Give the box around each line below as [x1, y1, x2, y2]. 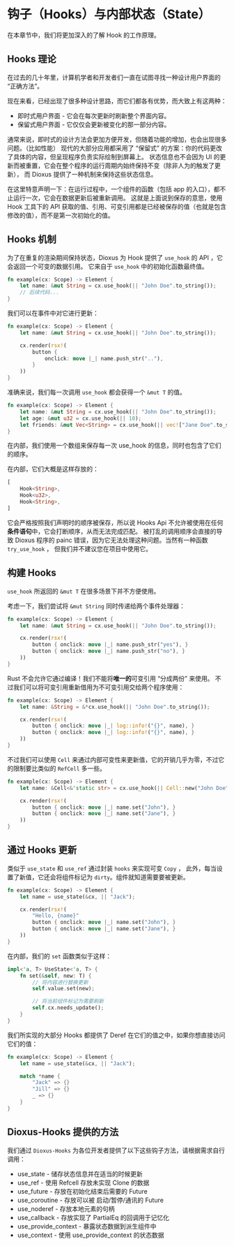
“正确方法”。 [7, 82, 44, 90]
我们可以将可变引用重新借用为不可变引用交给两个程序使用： [13, 682, 185, 691]
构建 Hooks [7, 567, 57, 579]
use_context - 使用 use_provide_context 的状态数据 [17, 1231, 164, 1239]
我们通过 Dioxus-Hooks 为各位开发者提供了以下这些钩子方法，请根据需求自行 [7, 1146, 225, 1155]
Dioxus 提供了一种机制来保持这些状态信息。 [31, 170, 157, 178]
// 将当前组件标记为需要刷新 [32, 998, 104, 1005]
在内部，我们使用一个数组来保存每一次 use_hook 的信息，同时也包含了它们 [7, 441, 221, 450]
